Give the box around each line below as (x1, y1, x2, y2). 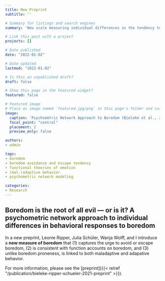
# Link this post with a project (5, 34, 74, 39)
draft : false (5, 79, 32, 84)
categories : (5, 183, 29, 188)
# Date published (5, 48, 41, 53)
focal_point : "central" (9, 120, 58, 125)
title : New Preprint (5, 7, 48, 12)
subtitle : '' (5, 12, 32, 17)
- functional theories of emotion (5, 165, 76, 170)
